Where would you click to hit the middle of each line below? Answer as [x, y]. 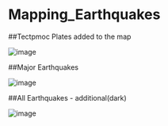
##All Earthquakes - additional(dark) [67, 97]
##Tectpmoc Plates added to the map [70, 36]
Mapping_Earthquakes [84, 15]
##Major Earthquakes [44, 67]
